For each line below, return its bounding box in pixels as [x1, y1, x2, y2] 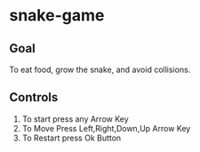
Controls [9, 90, 59, 105]
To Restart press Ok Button [21, 132, 122, 143]
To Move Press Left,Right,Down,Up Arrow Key [21, 123, 191, 133]
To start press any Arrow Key [21, 113, 129, 124]
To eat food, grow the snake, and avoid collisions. [9, 64, 191, 75]
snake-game [9, 5, 105, 26]
